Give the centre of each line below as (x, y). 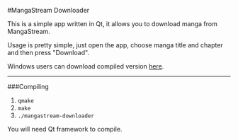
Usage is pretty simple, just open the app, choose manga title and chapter (115, 45)
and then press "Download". (49, 53)
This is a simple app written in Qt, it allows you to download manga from (112, 24)
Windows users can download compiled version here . (86, 66)
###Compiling (28, 87)
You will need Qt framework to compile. (65, 129)
